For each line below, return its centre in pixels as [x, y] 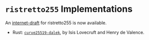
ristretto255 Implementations [69, 9]
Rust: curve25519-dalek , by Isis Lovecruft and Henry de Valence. [78, 32]
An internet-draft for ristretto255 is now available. [56, 23]
